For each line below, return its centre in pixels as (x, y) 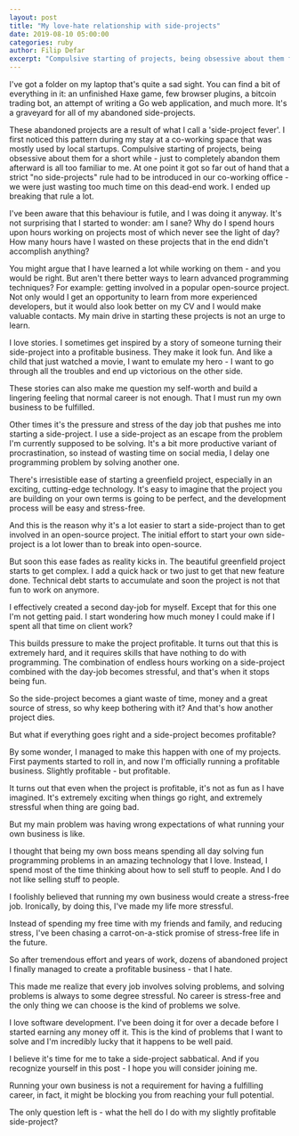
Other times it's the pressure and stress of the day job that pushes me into (145, 425)
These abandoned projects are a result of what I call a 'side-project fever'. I (147, 130)
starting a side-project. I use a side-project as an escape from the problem (146, 434)
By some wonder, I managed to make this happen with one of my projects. (145, 752)
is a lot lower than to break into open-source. (119, 544)
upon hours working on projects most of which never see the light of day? (145, 232)
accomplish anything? (49, 251)
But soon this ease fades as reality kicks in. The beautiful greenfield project (148, 561)
